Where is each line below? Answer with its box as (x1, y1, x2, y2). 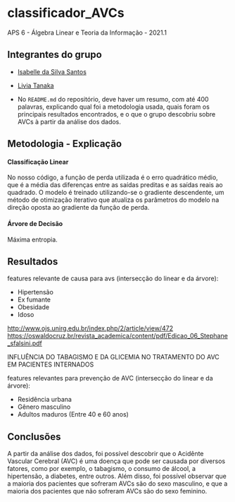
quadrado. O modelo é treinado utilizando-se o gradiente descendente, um (7, 189, 224, 197)
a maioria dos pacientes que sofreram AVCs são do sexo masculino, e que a (7, 479, 228, 488)
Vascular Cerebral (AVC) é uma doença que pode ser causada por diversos (7, 457, 226, 465)
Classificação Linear (7, 157, 69, 166)
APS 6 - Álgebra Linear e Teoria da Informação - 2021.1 (7, 28, 167, 37)
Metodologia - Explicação (7, 138, 122, 150)
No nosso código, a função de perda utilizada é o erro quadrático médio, (7, 173, 218, 181)
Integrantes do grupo (7, 49, 102, 61)
